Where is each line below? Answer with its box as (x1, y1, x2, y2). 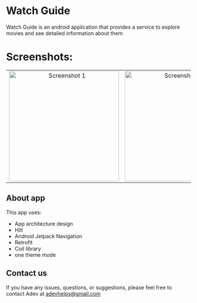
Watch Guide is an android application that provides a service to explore (6, 23, 180, 30)
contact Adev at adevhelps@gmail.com (6, 290, 101, 297)
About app (6, 193, 46, 203)
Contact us (6, 268, 47, 278)
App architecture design (14, 220, 73, 227)
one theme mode (14, 251, 56, 258)
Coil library (14, 245, 41, 252)
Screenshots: (6, 50, 73, 64)
